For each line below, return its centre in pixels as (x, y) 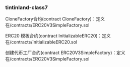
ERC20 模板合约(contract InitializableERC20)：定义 (58, 36)
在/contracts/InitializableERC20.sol (41, 42)
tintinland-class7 (26, 7)
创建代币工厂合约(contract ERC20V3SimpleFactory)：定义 (66, 53)
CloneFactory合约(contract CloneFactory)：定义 (55, 19)
